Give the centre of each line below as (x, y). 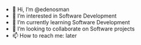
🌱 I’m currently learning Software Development (71, 22)
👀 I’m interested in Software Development (64, 16)
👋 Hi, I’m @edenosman (41, 9)
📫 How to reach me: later (45, 36)
